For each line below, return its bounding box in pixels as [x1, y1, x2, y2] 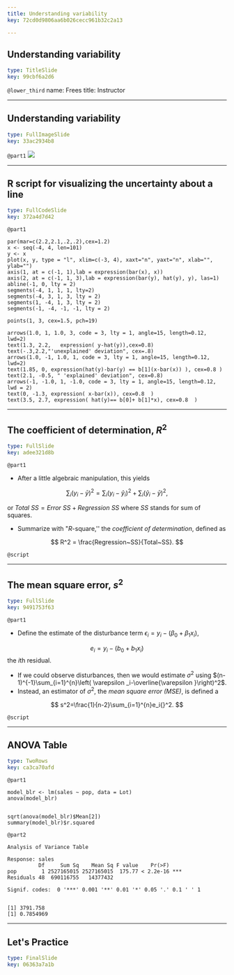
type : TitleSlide [7, 67, 58, 74]
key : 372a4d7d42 [7, 214, 54, 221]
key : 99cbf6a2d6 [7, 74, 54, 81]
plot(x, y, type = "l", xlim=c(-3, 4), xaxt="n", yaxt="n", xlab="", [7, 257, 214, 264]
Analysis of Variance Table [7, 843, 89, 851]
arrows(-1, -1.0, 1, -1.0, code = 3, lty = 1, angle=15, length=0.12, [7, 379, 217, 386]
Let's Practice [7, 936, 69, 948]
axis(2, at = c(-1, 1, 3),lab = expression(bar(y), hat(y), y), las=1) [7, 275, 219, 282]
